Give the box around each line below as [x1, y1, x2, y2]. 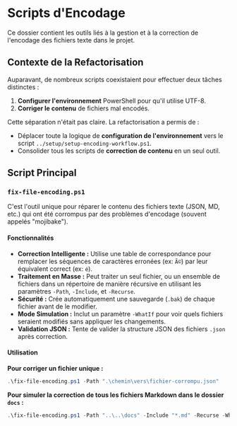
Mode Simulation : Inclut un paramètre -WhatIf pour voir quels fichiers [17, 309, 224, 318]
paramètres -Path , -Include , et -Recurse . [17, 287, 136, 295]
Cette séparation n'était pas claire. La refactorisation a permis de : [7, 117, 200, 126]
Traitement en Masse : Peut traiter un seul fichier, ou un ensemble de [17, 272, 221, 280]
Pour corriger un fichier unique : [7, 364, 104, 372]
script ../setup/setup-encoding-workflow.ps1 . [17, 139, 152, 147]
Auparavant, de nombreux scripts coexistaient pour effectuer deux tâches [7, 75, 222, 84]
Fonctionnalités [7, 234, 54, 242]
